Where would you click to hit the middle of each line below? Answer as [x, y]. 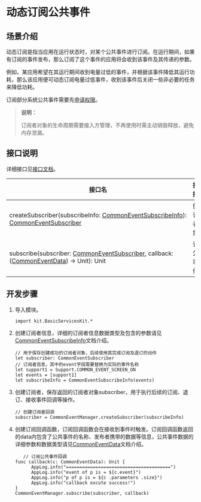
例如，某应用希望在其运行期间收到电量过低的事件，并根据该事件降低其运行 [98, 72]
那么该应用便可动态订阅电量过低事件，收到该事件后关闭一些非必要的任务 [106, 79]
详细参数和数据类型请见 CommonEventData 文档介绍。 [81, 444]
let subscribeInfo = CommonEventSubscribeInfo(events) [85, 380]
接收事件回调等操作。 [52, 400]
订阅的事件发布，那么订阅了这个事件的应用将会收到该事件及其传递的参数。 [103, 59]
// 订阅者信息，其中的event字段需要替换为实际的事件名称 [77, 364]
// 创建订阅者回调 [35, 412]
